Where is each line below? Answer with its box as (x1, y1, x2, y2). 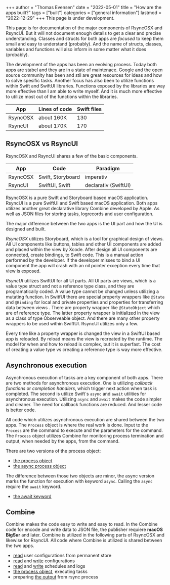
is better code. (6, 407, 36, 413)
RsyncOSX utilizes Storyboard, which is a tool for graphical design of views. (6, 235, 164, 241)
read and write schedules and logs (13, 563, 86, 569)
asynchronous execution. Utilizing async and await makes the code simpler (6, 396, 162, 402)
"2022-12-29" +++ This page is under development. (6, 15, 115, 21)
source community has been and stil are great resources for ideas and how (6, 72, 162, 78)
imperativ (84, 173, 108, 180)
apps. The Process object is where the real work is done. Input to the (6, 422, 149, 428)
